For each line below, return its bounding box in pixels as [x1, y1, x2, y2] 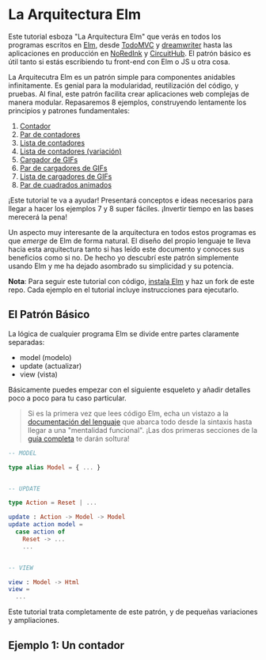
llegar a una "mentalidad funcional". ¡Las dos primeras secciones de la [27, 425, 258, 434]
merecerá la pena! [8, 212, 67, 222]
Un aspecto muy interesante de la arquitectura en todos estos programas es [8, 227, 256, 237]
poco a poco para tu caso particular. [8, 393, 127, 403]
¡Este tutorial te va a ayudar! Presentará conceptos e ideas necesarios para [8, 195, 253, 205]
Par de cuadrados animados [19, 180, 112, 189]
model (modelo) [19, 352, 72, 362]
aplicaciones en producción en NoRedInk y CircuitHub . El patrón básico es [8, 48, 252, 58]
